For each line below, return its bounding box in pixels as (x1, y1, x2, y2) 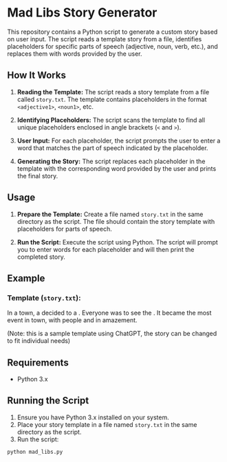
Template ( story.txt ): (7, 293, 81, 302)
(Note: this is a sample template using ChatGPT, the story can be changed (7, 329, 217, 338)
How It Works (7, 70, 67, 81)
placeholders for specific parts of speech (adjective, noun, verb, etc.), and (7, 42, 218, 50)
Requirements (7, 357, 69, 368)
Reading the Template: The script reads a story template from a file (17, 87, 210, 96)
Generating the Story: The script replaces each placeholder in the (17, 157, 206, 165)
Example (7, 272, 45, 284)
